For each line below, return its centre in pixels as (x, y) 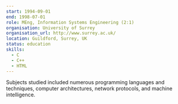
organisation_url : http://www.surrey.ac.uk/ (61, 33)
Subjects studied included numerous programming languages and (85, 82)
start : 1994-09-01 (28, 11)
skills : (15, 50)
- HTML (19, 66)
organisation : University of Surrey (50, 28)
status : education (28, 44)
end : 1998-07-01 (26, 17)
